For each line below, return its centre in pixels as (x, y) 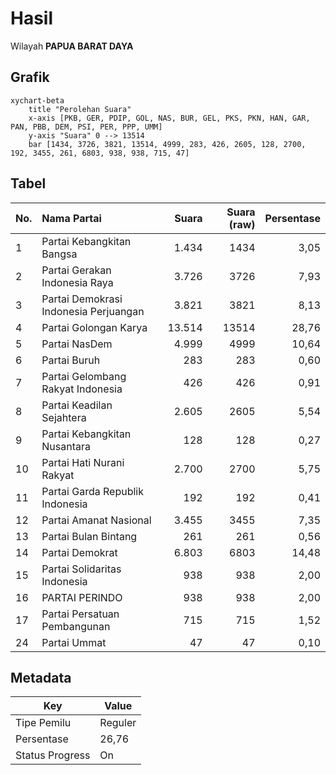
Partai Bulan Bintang (89, 536)
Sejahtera (64, 417)
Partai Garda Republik (92, 491)
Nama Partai (71, 218)
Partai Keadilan (77, 405)
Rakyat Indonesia (82, 389)
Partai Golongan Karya (94, 327)
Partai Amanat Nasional (96, 520)
